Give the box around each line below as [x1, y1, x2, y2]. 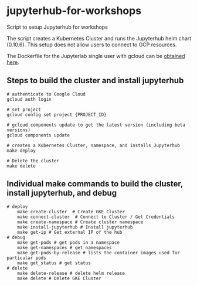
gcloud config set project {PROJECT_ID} [6, 111, 107, 118]
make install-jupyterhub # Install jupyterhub [17, 224, 133, 230]
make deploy [6, 148, 36, 154]
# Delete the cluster [6, 158, 60, 164]
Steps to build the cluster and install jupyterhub [6, 76, 184, 86]
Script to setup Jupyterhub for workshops [6, 23, 108, 30]
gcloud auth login [6, 96, 52, 102]
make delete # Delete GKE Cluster [17, 275, 101, 281]
